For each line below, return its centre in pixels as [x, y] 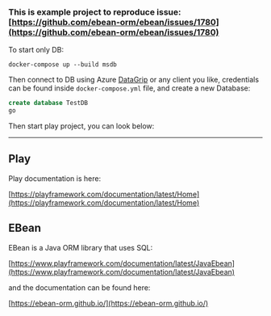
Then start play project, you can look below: [81, 126]
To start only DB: [36, 50]
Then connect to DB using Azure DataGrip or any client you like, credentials [134, 80]
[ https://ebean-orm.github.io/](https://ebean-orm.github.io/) [108, 303]
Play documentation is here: [55, 178]
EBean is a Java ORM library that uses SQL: [81, 247]
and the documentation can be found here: [79, 287]
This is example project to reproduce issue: [95, 12]
